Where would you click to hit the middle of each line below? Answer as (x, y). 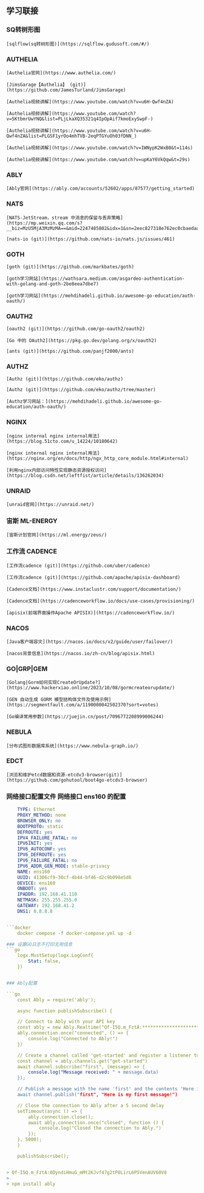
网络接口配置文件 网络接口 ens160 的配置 (66, 796)
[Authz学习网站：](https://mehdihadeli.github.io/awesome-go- (84, 402)
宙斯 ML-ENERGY (32, 521)
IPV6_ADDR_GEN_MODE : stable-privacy (64, 866)
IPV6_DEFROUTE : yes (42, 855)
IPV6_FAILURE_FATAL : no (47, 861)
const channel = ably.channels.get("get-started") (83, 1061)
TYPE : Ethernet (36, 810)
